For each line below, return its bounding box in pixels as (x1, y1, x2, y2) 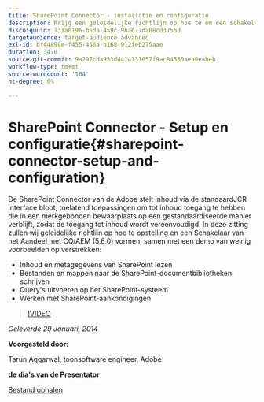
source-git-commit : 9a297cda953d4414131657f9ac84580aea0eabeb (8, 56, 216, 64)
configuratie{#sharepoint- (8, 135, 185, 153)
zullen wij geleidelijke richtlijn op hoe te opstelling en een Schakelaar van (8, 228, 244, 237)
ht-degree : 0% (8, 77, 55, 85)
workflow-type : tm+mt (8, 63, 79, 71)
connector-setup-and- (8, 151, 159, 169)
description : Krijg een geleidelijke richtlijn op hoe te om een (8, 19, 226, 27)
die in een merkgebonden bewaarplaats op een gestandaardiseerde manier (8, 211, 252, 221)
